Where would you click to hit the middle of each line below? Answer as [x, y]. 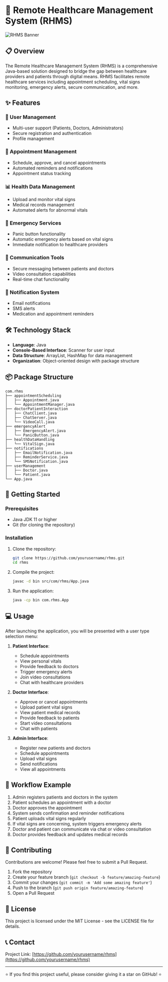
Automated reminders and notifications [53, 168]
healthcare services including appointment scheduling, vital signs [73, 82]
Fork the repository [32, 872]
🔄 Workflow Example [38, 785]
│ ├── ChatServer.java [31, 418]
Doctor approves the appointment [47, 807]
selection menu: [22, 636]
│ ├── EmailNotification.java [39, 453]
